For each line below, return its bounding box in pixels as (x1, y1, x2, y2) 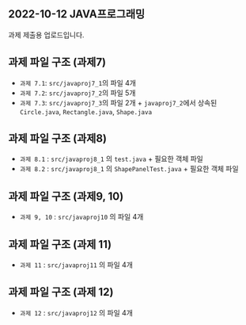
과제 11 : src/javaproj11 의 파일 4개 (19, 260, 133, 270)
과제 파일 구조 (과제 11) (8, 237, 112, 251)
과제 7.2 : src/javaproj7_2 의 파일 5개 (19, 88, 136, 97)
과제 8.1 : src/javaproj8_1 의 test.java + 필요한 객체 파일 (19, 154, 204, 164)
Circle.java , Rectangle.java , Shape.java (19, 106, 153, 117)
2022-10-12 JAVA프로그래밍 (8, 7, 146, 21)
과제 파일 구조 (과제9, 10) (8, 189, 124, 203)
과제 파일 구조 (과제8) (8, 132, 107, 145)
